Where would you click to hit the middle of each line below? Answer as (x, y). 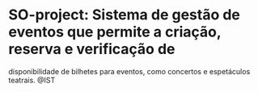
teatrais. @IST (32, 80)
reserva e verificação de (92, 49)
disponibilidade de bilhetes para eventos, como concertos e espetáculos (129, 71)
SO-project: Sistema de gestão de (125, 15)
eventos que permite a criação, (115, 32)
